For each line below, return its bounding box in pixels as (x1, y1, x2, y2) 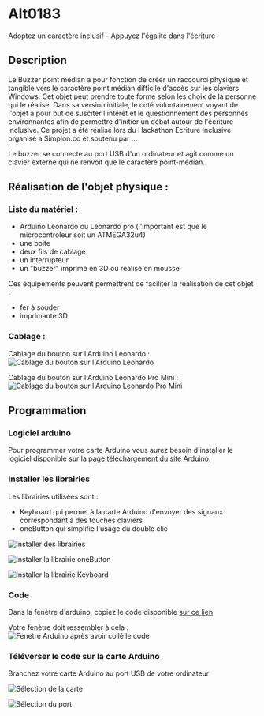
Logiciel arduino (8, 428, 72, 439)
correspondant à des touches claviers (19, 515, 143, 525)
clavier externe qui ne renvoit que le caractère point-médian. (8, 157, 205, 167)
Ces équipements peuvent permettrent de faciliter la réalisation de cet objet (8, 279, 254, 288)
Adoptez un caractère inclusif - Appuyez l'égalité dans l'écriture (8, 31, 216, 40)
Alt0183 (8, 5, 61, 23)
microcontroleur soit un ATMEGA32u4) (19, 230, 146, 239)
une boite (19, 239, 51, 248)
